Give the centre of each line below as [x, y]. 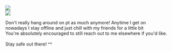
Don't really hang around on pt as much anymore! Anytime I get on [76, 22]
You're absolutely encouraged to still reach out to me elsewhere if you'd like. [86, 33]
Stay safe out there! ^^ [29, 44]
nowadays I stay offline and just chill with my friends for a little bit [74, 28]
